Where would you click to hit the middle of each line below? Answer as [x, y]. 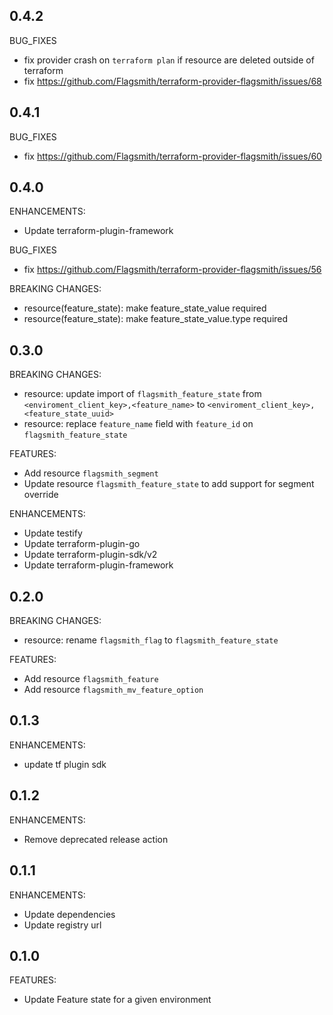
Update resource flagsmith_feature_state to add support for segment [169, 484]
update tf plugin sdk [65, 764]
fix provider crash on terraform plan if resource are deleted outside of [169, 60]
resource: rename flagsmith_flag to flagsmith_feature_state [151, 640]
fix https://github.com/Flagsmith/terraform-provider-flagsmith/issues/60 [172, 156]
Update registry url [62, 925]
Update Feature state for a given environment [117, 1000]
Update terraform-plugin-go [82, 544]
